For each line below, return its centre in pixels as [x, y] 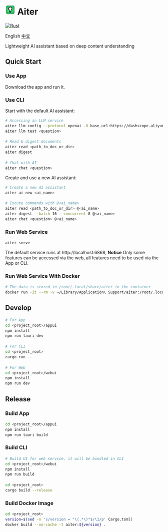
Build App [17, 413]
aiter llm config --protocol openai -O [47, 126]
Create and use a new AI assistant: [41, 178]
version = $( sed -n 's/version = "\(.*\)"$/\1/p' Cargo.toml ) [69, 519]
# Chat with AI [21, 163]
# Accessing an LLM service [34, 120]
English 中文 [18, 36]
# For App [15, 320]
